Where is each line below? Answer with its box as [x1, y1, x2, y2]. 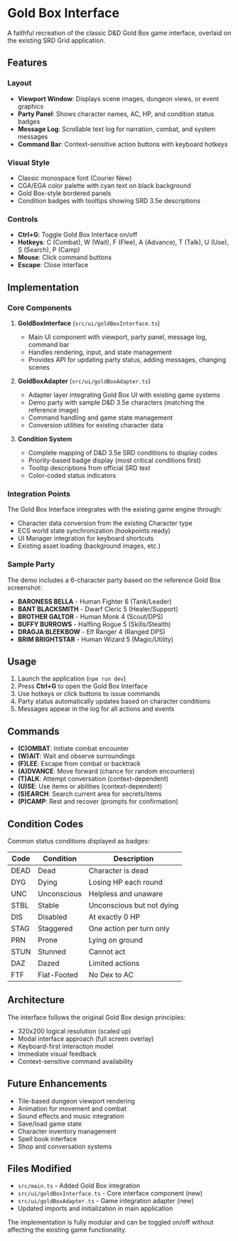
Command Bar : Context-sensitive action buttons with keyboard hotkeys [17, 140, 228, 148]
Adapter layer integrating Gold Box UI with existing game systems [28, 390, 220, 399]
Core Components [7, 303, 72, 313]
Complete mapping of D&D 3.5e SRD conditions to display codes [28, 448, 218, 457]
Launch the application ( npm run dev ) [17, 675, 126, 683]
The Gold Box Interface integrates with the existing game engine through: [7, 505, 222, 514]
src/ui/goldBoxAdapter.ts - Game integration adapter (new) [17, 1197, 194, 1205]
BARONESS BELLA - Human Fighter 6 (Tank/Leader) [17, 597, 172, 606]
